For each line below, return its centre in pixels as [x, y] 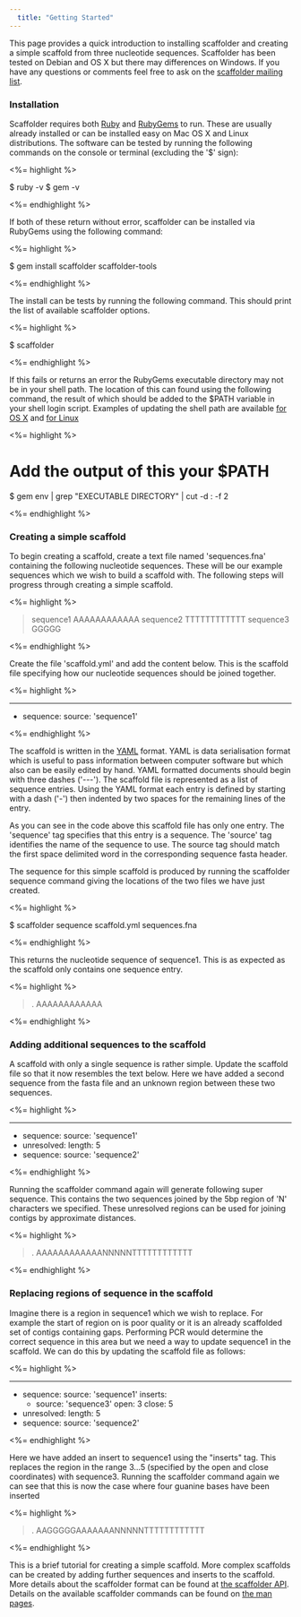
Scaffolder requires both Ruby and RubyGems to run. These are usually [141, 124]
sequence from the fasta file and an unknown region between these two [142, 1083]
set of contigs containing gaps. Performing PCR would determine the [136, 1332]
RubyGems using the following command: [86, 231]
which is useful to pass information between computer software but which [146, 761]
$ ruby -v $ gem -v [44, 187]
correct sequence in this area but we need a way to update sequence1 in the [150, 1341]
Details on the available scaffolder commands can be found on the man [141, 1593]
